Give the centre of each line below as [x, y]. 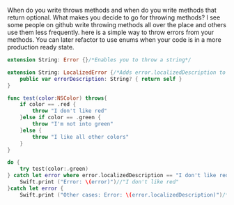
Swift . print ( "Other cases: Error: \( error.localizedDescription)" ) [121, 195]
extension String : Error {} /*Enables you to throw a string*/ [99, 60]
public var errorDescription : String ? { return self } [101, 79]
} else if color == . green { [60, 118]
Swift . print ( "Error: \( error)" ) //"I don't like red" [99, 182]
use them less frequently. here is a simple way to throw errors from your [111, 32]
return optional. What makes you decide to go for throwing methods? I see [114, 17]
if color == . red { [48, 105]
